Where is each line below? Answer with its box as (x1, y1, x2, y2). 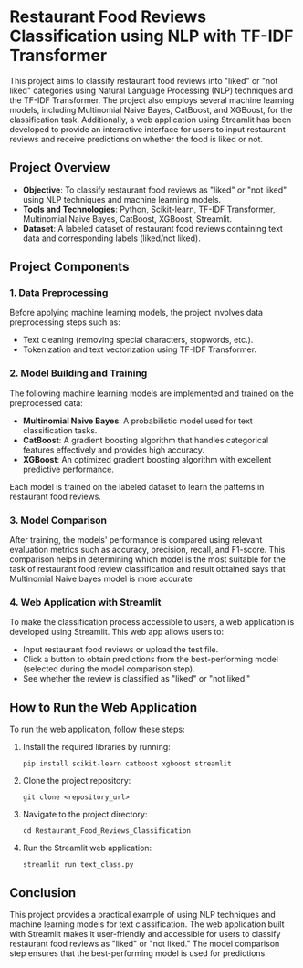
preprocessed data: (9, 397, 84, 408)
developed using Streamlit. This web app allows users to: (9, 627, 225, 638)
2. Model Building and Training (9, 367, 148, 380)
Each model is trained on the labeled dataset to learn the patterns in (9, 481, 265, 492)
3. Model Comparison (9, 514, 108, 526)
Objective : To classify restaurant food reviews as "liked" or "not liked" (22, 184, 287, 195)
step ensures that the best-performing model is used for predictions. (9, 947, 267, 959)
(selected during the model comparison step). (22, 663, 195, 674)
